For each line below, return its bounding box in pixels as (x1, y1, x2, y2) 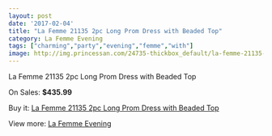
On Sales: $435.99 (8, 87, 73, 97)
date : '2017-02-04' (8, 19, 74, 28)
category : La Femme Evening (8, 34, 104, 43)
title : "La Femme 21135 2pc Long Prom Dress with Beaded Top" (8, 27, 223, 35)
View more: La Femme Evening (8, 119, 112, 128)
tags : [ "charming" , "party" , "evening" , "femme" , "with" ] (8, 42, 194, 50)
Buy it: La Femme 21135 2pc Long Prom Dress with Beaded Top (8, 103, 220, 113)
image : (8, 49, 31, 57)
